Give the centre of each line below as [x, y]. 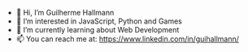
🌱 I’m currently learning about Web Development [98, 30]
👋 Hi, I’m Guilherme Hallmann [65, 13]
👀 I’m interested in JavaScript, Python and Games [99, 21]
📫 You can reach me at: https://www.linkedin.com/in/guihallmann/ [128, 39]
